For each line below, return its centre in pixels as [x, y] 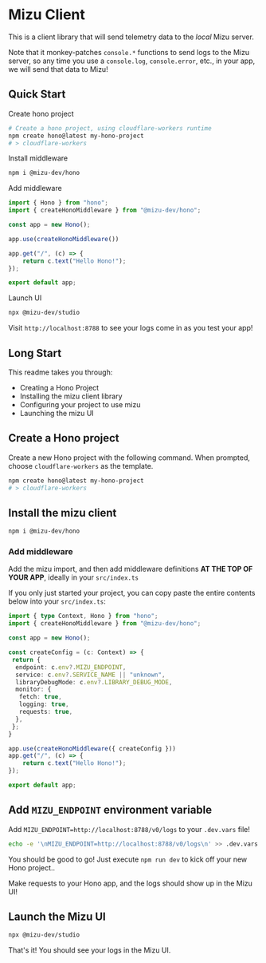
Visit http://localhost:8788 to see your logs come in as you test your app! [131, 328]
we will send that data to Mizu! [59, 69]
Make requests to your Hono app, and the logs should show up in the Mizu [131, 883]
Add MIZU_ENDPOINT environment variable [110, 810]
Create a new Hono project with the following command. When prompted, [129, 458]
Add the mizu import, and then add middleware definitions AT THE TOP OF [131, 569]
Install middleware [38, 158]
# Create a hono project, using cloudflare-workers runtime [110, 128]
